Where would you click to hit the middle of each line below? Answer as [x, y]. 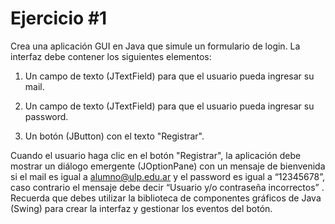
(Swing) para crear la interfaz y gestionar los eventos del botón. [141, 208]
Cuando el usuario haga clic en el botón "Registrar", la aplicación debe [156, 155]
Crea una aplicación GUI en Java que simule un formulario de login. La [155, 46]
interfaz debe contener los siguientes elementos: [111, 56]
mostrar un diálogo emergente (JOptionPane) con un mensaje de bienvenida [168, 166]
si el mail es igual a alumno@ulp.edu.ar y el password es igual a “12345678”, [167, 176]
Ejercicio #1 [59, 18]
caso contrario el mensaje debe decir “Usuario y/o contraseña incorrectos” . [167, 187]
